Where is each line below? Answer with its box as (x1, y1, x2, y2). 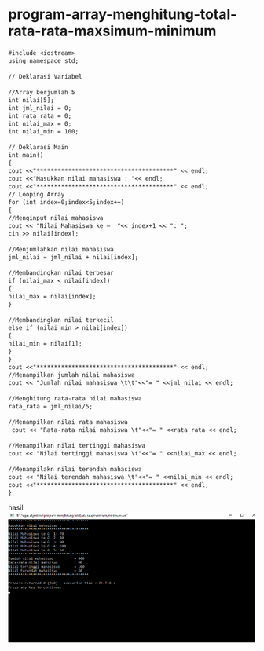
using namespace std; (8, 57, 79, 64)
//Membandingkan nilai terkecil (8, 316, 114, 324)
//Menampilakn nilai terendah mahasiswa (8, 465, 143, 473)
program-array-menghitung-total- (8, 5, 237, 24)
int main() (8, 151, 44, 159)
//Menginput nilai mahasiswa (8, 214, 104, 221)
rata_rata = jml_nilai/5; (8, 402, 93, 410)
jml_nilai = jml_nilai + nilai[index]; (8, 253, 139, 261)
